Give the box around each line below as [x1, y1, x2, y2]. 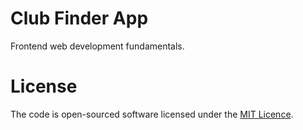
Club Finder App [10, 7, 149, 30]
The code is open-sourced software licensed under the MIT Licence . [10, 108, 294, 120]
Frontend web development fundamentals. [10, 40, 185, 52]
